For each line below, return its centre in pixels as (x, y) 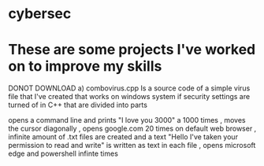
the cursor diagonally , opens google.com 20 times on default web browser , (132, 129)
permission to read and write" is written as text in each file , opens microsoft (132, 146)
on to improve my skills (85, 66)
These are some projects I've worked (132, 50)
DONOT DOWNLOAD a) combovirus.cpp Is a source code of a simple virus (129, 88)
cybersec (40, 14)
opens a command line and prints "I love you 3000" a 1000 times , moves (127, 120)
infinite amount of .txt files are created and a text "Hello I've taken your (123, 137)
